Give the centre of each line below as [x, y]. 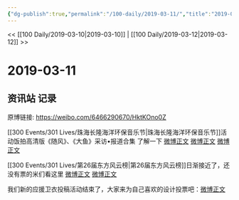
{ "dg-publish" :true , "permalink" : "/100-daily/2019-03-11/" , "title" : [110, 14]
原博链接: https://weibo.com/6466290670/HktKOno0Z [87, 117]
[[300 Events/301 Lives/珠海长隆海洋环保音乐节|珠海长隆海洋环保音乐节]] [114, 132]
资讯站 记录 [32, 99]
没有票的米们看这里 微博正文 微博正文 [62, 174]
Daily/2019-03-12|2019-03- [188, 34]
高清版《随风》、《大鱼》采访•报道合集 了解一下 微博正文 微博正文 [121, 141]
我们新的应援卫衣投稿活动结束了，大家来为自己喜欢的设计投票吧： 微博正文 [116, 189]
